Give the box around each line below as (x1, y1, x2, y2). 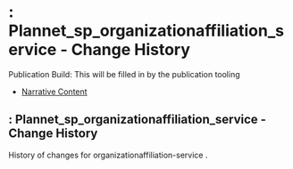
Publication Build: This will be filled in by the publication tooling (8, 68, 240, 79)
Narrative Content (21, 86, 88, 97)
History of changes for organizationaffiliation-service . (8, 149, 208, 160)
